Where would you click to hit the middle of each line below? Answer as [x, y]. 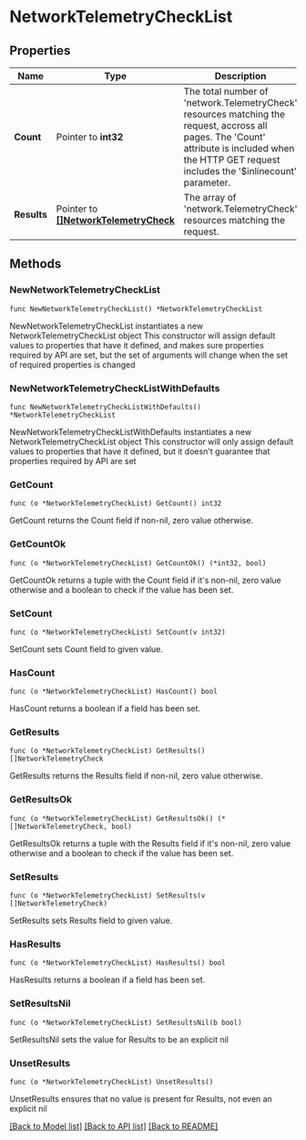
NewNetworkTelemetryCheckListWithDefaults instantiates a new [131, 431]
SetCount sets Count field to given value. [87, 648]
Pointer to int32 [90, 137]
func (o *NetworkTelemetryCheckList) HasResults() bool [117, 963]
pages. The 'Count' [224, 137]
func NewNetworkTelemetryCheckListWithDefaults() [106, 407]
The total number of [226, 91]
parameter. [207, 182]
